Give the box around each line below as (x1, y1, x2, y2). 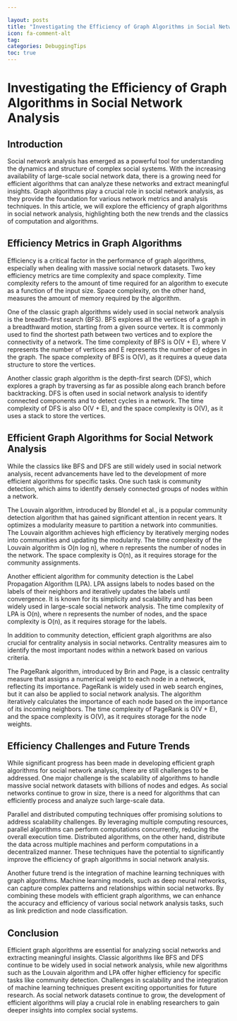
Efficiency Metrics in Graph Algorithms (7, 238, 182, 250)
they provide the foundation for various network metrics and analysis (7, 195, 208, 202)
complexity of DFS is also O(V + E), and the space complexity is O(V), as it (7, 404, 224, 413)
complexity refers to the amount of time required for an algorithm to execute (7, 279, 229, 287)
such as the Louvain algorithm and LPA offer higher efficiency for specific (7, 969, 221, 977)
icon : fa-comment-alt (7, 30, 71, 37)
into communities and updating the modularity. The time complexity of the (7, 536, 222, 544)
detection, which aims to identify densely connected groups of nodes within (7, 484, 229, 492)
